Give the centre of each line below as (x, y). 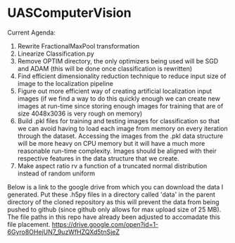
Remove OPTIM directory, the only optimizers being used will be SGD (118, 61)
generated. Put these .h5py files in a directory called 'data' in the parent (112, 194)
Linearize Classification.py (56, 54)
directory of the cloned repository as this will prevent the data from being (113, 201)
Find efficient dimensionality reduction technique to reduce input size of (122, 76)
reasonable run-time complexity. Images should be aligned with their (117, 151)
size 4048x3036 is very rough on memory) (80, 113)
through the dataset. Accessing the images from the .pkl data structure (120, 136)
